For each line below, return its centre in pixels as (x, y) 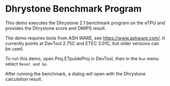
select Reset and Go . (27, 64)
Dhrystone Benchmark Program (74, 9)
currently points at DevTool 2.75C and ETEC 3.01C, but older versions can (82, 43)
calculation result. (24, 79)
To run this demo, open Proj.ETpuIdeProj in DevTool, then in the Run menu (82, 58)
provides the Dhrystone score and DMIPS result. (56, 28)
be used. (14, 49)
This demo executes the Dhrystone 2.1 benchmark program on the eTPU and (85, 23)
